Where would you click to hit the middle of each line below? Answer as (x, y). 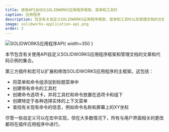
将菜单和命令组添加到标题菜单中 (46, 82)
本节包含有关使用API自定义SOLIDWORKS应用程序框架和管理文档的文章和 (81, 54)
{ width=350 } (78, 44)
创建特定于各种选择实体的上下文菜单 (50, 101)
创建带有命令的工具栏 (34, 88)
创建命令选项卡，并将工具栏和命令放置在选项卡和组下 (68, 95)
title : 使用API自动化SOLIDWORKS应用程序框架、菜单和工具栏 (62, 10)
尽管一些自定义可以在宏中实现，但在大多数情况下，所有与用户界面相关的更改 (84, 118)
